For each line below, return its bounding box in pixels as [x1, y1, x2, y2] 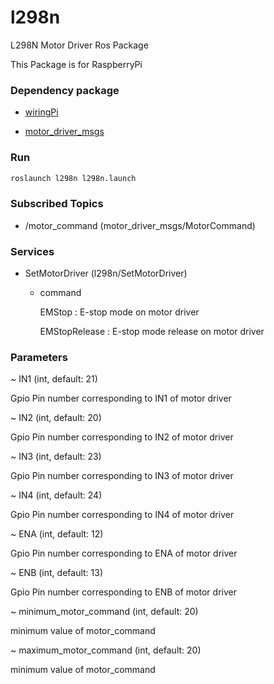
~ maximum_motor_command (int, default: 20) [10, 644, 202, 656]
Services [10, 244, 55, 258]
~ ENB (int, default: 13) [10, 567, 104, 579]
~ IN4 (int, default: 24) [10, 489, 103, 501]
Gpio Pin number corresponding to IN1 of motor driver [10, 392, 232, 405]
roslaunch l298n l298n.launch [10, 173, 137, 183]
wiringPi [24, 106, 59, 118]
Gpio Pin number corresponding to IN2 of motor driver [10, 431, 234, 443]
